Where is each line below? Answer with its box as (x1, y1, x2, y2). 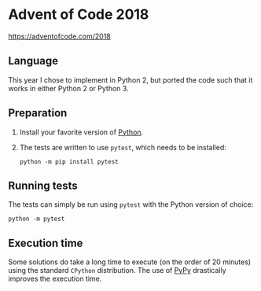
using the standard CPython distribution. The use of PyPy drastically (8, 266, 226, 275)
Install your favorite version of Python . (19, 127, 144, 137)
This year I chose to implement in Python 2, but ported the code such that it (8, 75, 253, 84)
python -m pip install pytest (19, 157, 119, 166)
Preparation (8, 106, 68, 120)
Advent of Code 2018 (8, 6, 149, 24)
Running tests (8, 179, 79, 192)
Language (8, 54, 59, 68)
